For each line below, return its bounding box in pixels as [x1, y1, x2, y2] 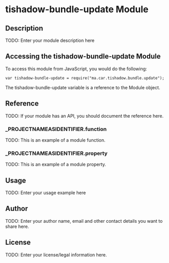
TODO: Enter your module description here [5, 37, 95, 43]
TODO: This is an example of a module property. [5, 162, 107, 168]
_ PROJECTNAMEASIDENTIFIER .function [5, 125, 107, 133]
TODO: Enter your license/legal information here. [5, 251, 107, 258]
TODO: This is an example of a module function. [5, 137, 106, 143]
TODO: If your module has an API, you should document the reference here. [5, 113, 164, 119]
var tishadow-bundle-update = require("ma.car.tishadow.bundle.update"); [5, 75, 165, 81]
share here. [5, 223, 29, 229]
